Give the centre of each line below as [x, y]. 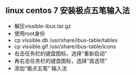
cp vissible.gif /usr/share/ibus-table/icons [65, 46]
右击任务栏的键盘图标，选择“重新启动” [61, 53]
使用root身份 [30, 33]
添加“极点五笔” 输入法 [41, 68]
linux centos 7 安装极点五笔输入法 [68, 11]
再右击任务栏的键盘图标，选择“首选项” [61, 60]
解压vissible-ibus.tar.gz [43, 26]
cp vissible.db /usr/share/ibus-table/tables [66, 40]
